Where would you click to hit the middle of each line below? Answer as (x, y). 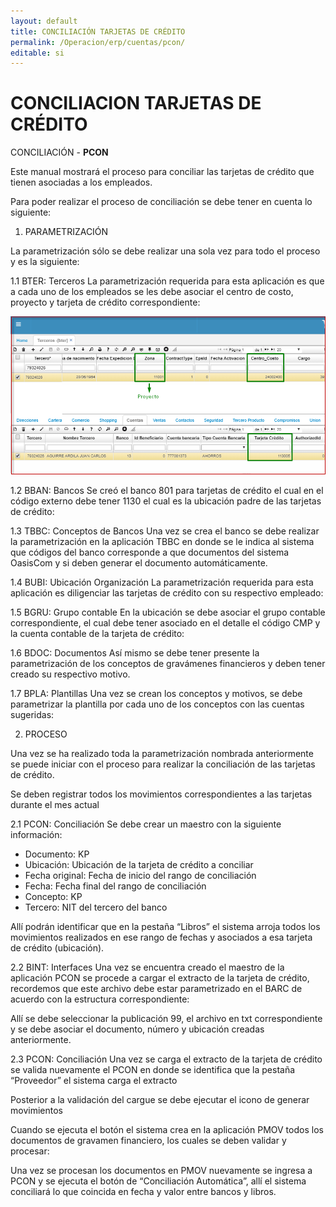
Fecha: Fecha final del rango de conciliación (115, 886)
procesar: (30, 1151)
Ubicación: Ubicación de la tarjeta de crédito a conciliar (139, 864)
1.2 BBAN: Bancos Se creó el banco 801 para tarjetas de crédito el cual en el (167, 490)
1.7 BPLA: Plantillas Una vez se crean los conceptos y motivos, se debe (156, 693)
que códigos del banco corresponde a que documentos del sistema (150, 552)
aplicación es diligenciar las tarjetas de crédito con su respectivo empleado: (167, 592)
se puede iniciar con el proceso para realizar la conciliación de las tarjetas (163, 764)
